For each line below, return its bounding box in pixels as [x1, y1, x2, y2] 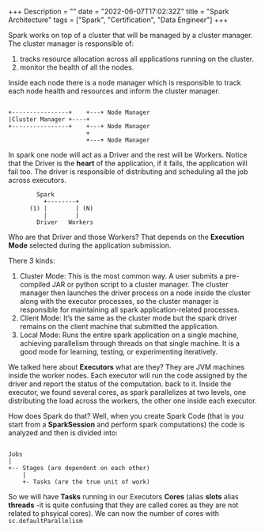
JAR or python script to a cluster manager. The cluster [51, 280, 229, 289]
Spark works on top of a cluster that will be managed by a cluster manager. [8, 31, 253, 40]
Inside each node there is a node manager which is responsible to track [8, 78, 241, 87]
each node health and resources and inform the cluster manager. [8, 86, 220, 96]
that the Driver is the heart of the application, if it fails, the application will [8, 158, 248, 168]
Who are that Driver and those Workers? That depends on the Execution [8, 233, 244, 241]
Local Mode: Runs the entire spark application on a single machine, [19, 330, 239, 339]
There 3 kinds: [8, 256, 55, 265]
